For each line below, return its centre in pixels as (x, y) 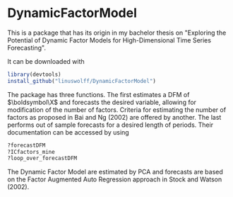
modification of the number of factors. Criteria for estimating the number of (117, 109)
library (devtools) (34, 74)
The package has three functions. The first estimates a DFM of (98, 94)
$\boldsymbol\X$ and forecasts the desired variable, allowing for (102, 102)
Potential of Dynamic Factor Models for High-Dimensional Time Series (109, 40)
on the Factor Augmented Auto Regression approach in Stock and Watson (115, 179)
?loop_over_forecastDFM (42, 158)
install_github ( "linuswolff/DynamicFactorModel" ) (82, 81)
